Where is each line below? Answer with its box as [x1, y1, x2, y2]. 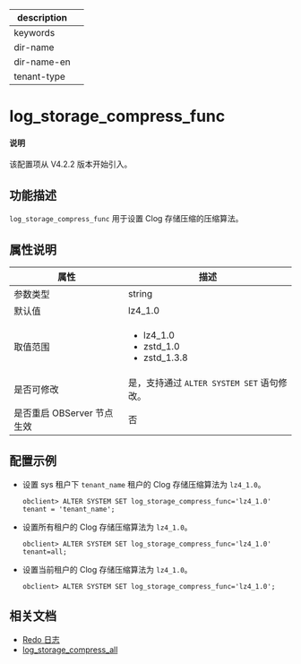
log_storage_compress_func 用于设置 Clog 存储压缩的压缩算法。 [9, 213, 244, 224]
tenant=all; [21, 547, 67, 556]
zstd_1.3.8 [142, 351, 188, 364]
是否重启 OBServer [13, 407, 93, 419]
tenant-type [13, 71, 65, 82]
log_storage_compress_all [21, 644, 118, 655]
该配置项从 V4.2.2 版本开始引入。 [9, 159, 133, 169]
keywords [13, 27, 56, 39]
